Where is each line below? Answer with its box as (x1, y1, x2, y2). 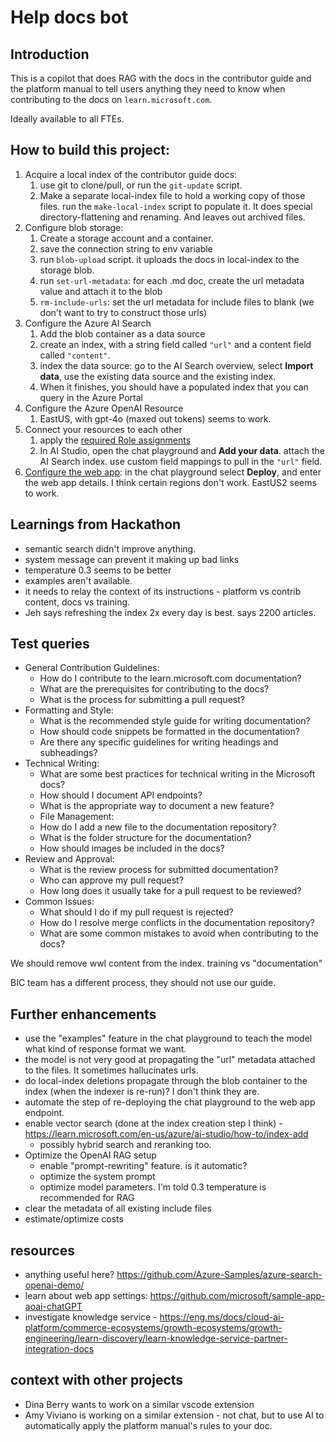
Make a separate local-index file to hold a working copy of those (39, 189, 306, 201)
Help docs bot (10, 6, 129, 29)
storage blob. (39, 264, 95, 276)
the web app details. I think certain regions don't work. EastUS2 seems (24, 476, 317, 488)
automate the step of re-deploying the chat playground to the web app (24, 1096, 316, 1108)
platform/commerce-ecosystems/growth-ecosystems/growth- (24, 1322, 283, 1334)
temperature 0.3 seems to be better (24, 564, 172, 576)
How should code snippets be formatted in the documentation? (39, 726, 300, 738)
